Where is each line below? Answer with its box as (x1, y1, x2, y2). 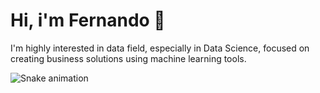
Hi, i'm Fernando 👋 (10, 9, 166, 32)
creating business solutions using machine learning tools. (10, 52, 247, 64)
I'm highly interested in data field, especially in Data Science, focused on (10, 42, 310, 54)
